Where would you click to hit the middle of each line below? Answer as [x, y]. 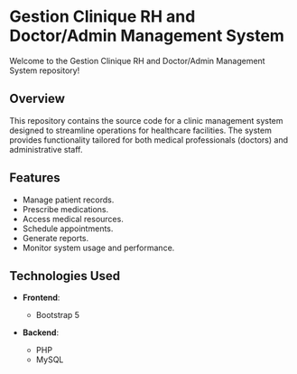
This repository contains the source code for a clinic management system [146, 120]
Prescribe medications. [65, 209]
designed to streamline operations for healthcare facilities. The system [141, 130]
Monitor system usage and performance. [98, 248]
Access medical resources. [73, 219]
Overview [37, 99]
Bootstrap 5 [57, 315]
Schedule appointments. [68, 229]
